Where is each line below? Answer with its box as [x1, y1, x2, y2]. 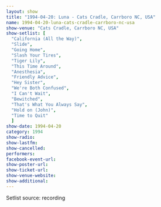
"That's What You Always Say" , [11, 101, 88, 108]
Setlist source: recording [6, 194, 66, 201]
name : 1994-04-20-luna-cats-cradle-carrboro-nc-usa [6, 19, 135, 25]
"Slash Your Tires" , [11, 52, 61, 58]
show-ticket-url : [6, 167, 49, 173]
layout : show [6, 8, 38, 15]
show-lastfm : [6, 139, 38, 146]
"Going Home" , [11, 47, 46, 53]
